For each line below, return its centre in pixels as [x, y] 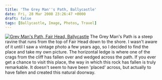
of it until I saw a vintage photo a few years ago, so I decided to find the [77, 47]
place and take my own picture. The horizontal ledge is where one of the [78, 52]
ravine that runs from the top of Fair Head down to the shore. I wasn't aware [81, 42]
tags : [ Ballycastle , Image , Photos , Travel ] [51, 23]
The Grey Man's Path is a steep [121, 37]
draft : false [18, 18]
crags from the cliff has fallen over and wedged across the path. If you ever [81, 57]
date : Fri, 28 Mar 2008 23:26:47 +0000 [45, 14]
